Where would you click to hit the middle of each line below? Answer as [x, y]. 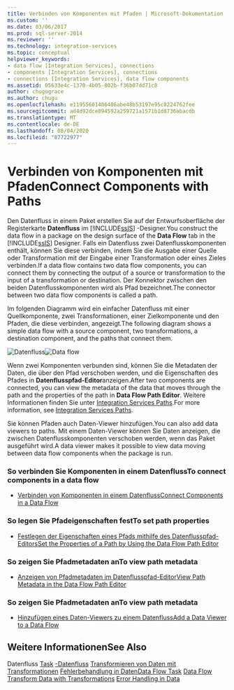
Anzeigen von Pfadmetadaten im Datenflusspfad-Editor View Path [111, 577]
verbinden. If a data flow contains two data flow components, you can [107, 266]
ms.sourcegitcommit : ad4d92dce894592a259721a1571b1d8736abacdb [101, 111]
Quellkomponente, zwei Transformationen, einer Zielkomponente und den [113, 316]
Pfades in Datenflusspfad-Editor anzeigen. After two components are [107, 380]
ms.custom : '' [28, 20]
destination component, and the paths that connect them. [90, 338]
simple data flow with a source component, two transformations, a [102, 331]
